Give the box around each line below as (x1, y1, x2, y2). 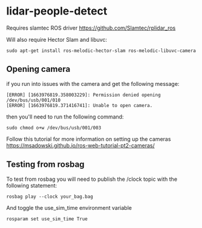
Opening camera (6, 64, 71, 74)
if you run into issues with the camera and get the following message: (6, 80, 180, 87)
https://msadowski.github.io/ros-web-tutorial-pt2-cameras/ (6, 142, 155, 149)
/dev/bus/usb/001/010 (6, 97, 61, 103)
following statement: (6, 181, 57, 189)
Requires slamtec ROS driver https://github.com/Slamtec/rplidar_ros (6, 24, 176, 31)
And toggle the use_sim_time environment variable (6, 204, 132, 211)
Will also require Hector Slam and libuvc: (6, 36, 108, 43)
